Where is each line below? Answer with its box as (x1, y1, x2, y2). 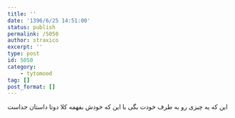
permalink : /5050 (7, 30, 59, 38)
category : (7, 63, 37, 70)
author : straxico (7, 37, 59, 44)
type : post (7, 50, 40, 58)
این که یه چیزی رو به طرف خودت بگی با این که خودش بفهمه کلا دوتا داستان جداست (7, 102, 228, 111)
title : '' (7, 10, 37, 18)
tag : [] (7, 76, 31, 84)
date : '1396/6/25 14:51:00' (7, 17, 91, 24)
